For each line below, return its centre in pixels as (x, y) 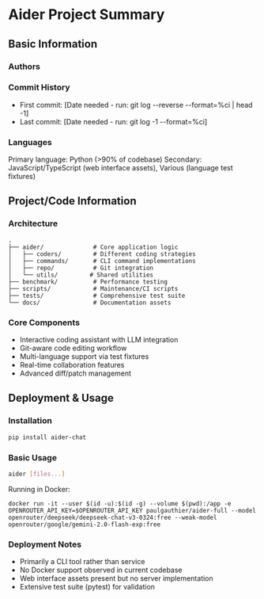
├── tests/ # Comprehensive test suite (97, 296)
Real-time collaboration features (72, 365)
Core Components (44, 322)
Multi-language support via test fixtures (84, 357)
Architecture (33, 223)
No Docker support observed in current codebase (101, 570)
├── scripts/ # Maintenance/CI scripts (93, 288)
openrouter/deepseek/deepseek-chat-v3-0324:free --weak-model (113, 517)
